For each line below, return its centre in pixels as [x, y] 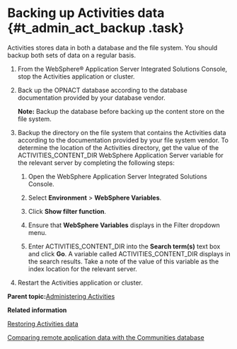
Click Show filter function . [67, 211]
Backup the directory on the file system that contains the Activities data [122, 132]
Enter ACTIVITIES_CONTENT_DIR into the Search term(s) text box [124, 246]
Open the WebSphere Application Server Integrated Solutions [117, 176]
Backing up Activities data [86, 13]
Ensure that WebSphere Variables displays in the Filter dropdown [124, 225]
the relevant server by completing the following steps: [96, 162]
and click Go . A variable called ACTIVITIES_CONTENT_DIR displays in [129, 253]
